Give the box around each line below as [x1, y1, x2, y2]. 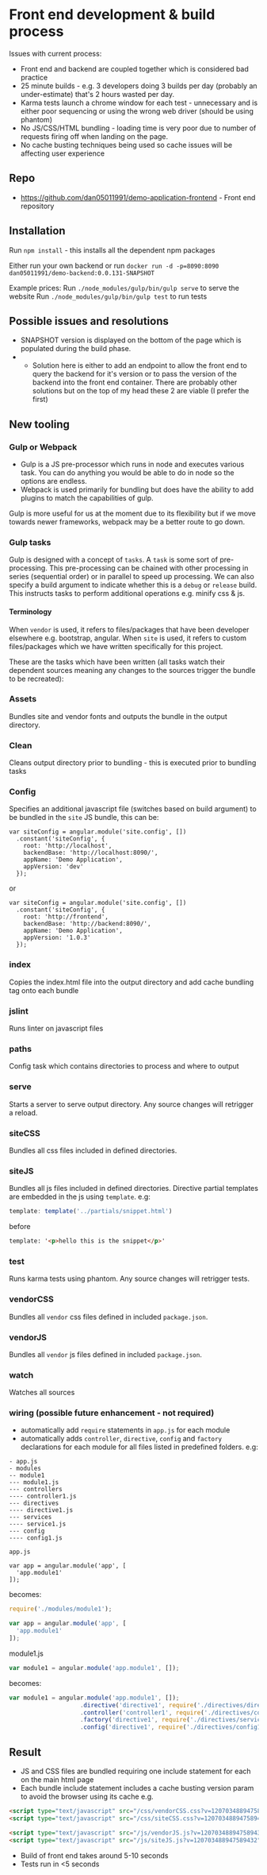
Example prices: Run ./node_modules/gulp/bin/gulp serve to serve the [9, 283, 240, 292]
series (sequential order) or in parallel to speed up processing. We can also [9, 572, 254, 582]
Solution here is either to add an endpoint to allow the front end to [32, 361, 248, 370]
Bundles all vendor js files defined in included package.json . [9, 1349, 203, 1359]
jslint [9, 1005, 29, 1016]
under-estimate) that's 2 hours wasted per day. [20, 89, 175, 99]
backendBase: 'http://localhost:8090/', [23, 849, 158, 857]
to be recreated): [9, 674, 64, 683]
